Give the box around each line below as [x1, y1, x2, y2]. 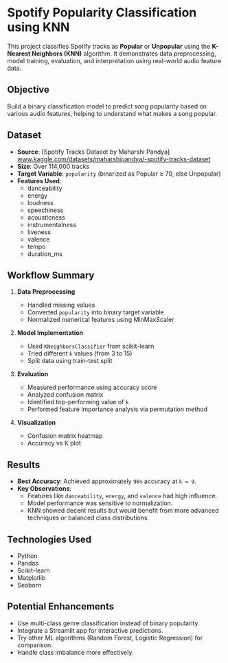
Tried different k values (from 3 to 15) [27, 349, 133, 358]
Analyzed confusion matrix [27, 391, 104, 399]
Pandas [16, 559, 39, 567]
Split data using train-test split [27, 357, 113, 365]
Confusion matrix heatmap [27, 432, 103, 440]
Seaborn [16, 581, 42, 589]
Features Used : [16, 176, 62, 185]
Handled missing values [27, 301, 95, 310]
